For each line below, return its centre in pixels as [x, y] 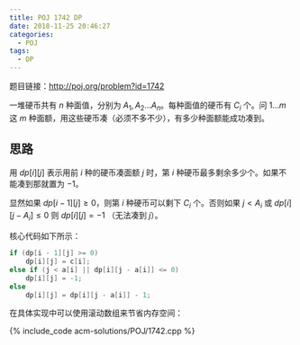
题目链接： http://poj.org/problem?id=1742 [87, 86]
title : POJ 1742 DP [46, 18]
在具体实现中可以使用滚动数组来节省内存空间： [96, 313]
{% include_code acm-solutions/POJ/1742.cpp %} [102, 331]
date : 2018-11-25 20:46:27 [60, 26]
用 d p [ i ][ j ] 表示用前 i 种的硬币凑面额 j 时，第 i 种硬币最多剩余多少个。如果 [144, 172]
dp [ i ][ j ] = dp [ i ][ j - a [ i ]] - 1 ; [88, 295]
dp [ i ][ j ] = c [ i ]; [58, 261]
